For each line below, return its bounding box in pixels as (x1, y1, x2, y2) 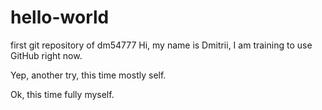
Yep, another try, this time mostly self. (10, 69, 167, 81)
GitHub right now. (10, 49, 83, 61)
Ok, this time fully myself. (10, 88, 115, 100)
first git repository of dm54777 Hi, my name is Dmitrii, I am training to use (10, 39, 313, 51)
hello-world (10, 6, 110, 29)
